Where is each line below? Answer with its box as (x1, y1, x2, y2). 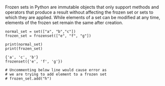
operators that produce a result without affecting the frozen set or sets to (5, 9, 154, 15)
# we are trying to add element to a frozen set (5, 72, 107, 77)
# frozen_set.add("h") (5, 76, 52, 81)
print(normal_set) (5, 42, 43, 47)
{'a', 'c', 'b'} (5, 55, 38, 60)
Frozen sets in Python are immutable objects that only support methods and (5, 4, 159, 10)
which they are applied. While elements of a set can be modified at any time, (5, 15, 161, 20)
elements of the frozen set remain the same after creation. (5, 20, 123, 25)
